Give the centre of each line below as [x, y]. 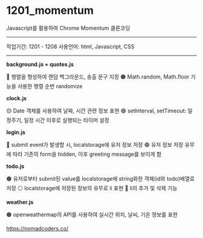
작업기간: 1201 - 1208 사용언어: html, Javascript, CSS [70, 47]
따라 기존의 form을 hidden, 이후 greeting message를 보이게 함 [87, 154]
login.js [16, 132]
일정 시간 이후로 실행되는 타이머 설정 [67, 120]
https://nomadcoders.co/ [37, 228]
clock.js [17, 98]
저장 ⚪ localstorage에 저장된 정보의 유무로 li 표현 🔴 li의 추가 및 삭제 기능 [92, 188]
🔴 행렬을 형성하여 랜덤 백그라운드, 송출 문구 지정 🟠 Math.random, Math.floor [98, 77]
